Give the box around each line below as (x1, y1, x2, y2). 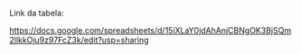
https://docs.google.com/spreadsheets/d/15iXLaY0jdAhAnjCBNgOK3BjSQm (9, 25, 292, 35)
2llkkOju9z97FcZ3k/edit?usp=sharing (9, 35, 149, 45)
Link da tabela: (9, 8, 65, 18)
